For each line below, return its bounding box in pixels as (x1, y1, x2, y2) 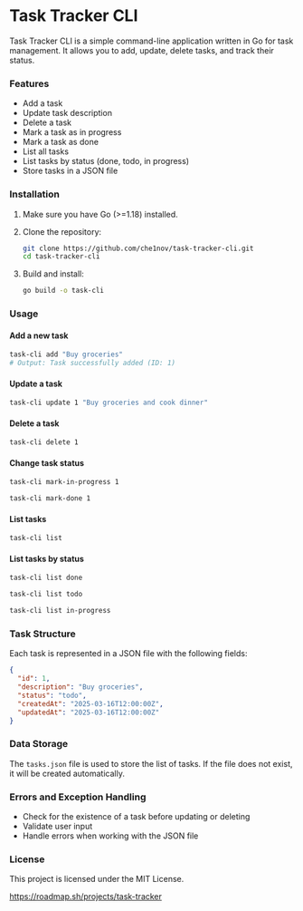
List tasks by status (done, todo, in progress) (22, 156, 190, 167)
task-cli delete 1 (9, 438, 79, 447)
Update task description (22, 108, 113, 119)
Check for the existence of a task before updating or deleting (22, 811, 251, 822)
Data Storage (9, 738, 69, 751)
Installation (9, 188, 61, 200)
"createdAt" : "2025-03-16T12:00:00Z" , (17, 699, 165, 708)
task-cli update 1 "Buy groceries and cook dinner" (9, 398, 208, 408)
